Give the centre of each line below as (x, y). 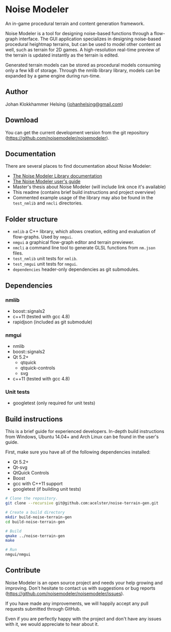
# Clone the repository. (32, 498)
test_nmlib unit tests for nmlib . (45, 259)
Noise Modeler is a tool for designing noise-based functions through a (79, 33)
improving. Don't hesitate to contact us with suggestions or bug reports (80, 588)
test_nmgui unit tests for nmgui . (45, 264)
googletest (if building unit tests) (47, 489)
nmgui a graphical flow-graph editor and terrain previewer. (73, 242)
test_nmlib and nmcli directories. (48, 203)
